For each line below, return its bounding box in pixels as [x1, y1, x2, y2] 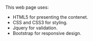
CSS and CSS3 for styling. [12, 20, 68, 25]
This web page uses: [5, 5, 49, 10]
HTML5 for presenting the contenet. [12, 14, 88, 20]
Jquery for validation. [12, 25, 58, 31]
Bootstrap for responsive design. [12, 30, 81, 36]
